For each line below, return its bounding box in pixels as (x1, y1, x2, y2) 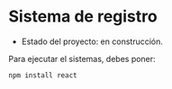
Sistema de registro (8, 6, 158, 27)
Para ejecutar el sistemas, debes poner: (8, 53, 156, 64)
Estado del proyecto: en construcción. (21, 36, 164, 47)
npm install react (8, 70, 77, 80)
